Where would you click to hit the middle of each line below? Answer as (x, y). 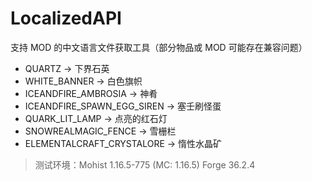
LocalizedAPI (66, 18)
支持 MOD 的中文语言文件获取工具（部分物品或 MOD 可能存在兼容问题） (159, 47)
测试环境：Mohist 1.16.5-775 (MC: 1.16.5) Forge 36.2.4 (145, 164)
